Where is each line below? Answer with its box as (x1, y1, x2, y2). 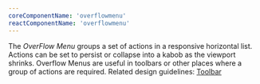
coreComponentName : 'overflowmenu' (8, 11, 127, 20)
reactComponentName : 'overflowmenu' (8, 19, 130, 27)
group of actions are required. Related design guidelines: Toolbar (8, 66, 222, 76)
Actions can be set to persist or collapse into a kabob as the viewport (8, 50, 236, 59)
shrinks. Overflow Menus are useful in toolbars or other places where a (8, 58, 242, 68)
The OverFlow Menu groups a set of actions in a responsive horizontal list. (8, 41, 253, 50)
